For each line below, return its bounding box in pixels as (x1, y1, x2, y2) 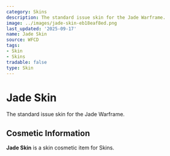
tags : (6, 43, 20, 49)
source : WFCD (6, 37, 39, 43)
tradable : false (6, 59, 47, 65)
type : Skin (6, 64, 34, 71)
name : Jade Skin (6, 31, 47, 37)
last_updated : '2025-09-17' (6, 25, 77, 32)
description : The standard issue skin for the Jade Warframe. (6, 14, 166, 20)
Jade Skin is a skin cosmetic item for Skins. (6, 144, 115, 151)
